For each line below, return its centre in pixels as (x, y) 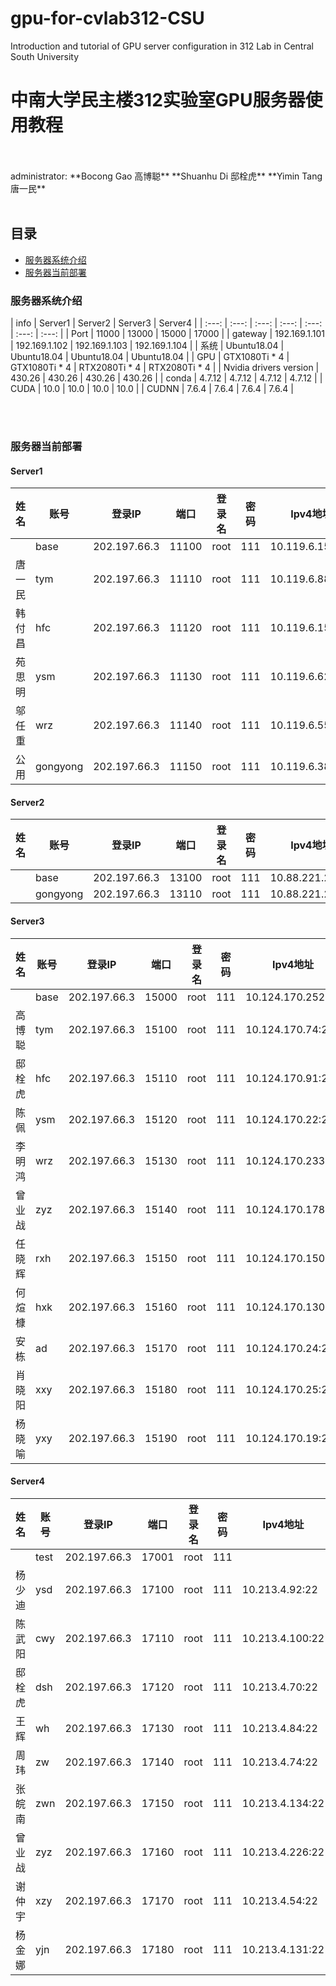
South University (45, 56)
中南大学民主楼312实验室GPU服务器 (158, 100)
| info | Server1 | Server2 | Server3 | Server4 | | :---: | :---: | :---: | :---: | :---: (166, 323)
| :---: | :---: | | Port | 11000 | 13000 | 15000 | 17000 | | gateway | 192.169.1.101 (168, 333)
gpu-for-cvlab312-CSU (107, 18)
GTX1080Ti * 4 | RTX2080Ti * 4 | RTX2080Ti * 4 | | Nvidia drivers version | (165, 367)
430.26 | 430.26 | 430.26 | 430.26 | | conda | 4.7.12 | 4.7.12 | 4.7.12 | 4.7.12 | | (166, 378)
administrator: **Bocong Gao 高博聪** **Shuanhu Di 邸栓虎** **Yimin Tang (166, 176)
